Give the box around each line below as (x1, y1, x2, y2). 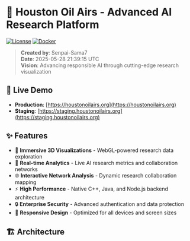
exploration (14, 153, 43, 160)
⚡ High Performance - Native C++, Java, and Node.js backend (14, 185, 169, 192)
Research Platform (6, 18, 99, 31)
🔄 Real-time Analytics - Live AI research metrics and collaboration (14, 159, 178, 166)
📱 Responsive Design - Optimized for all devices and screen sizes (14, 209, 177, 216)
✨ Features (6, 131, 48, 141)
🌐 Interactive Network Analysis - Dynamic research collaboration (14, 172, 177, 179)
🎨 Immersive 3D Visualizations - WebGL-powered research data (14, 147, 174, 154)
